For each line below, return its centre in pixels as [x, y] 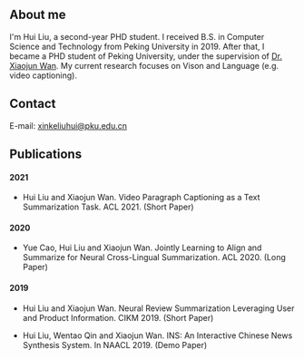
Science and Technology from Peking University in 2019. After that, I [137, 46]
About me [38, 15]
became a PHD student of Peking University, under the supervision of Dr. [146, 56]
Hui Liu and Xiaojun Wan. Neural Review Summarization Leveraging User [158, 308]
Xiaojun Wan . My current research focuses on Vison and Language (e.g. [144, 65]
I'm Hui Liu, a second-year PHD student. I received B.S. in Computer [137, 36]
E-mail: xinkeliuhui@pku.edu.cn [68, 125]
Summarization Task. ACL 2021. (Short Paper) [108, 207]
